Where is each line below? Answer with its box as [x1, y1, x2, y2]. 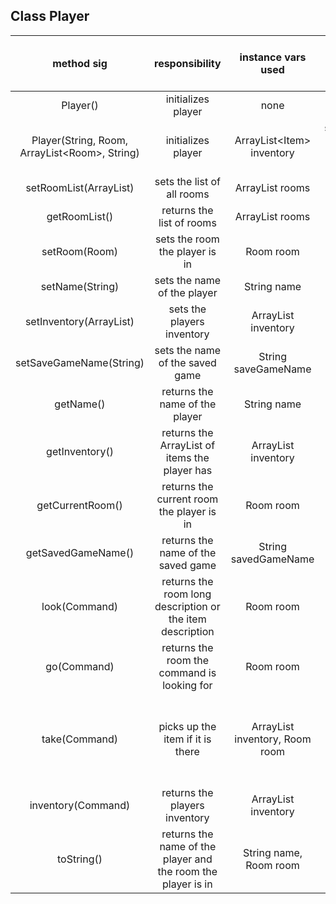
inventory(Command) [29, 798, 131, 812]
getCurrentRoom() [36, 498, 123, 512]
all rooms [166, 187, 210, 201]
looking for [162, 678, 213, 692]
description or [154, 599, 221, 613]
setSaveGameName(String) [15, 355, 145, 369]
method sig [52, 56, 108, 70]
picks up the [158, 719, 217, 733]
